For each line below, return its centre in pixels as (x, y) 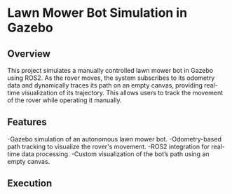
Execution (30, 183)
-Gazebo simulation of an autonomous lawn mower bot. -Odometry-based (115, 139)
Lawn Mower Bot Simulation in (97, 13)
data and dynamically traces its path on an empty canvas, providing (105, 85)
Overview (29, 54)
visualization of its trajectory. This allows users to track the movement (122, 93)
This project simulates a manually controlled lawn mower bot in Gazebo (110, 70)
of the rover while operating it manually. (64, 100)
